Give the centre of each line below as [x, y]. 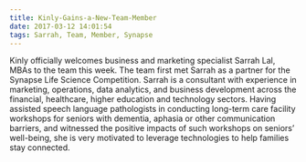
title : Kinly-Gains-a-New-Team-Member [83, 18]
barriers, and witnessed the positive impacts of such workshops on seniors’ [152, 128]
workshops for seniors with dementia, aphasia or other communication [142, 118]
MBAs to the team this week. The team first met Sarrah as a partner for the [150, 70]
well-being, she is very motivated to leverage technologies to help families [149, 138]
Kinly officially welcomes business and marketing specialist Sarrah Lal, [142, 61]
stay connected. [40, 147]
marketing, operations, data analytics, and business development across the [153, 90]
